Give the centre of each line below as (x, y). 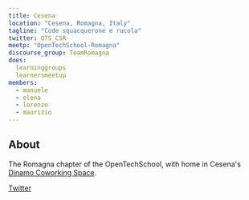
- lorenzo (32, 105)
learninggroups (41, 68)
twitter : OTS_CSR (37, 38)
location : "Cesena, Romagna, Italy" (69, 23)
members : (23, 82)
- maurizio (34, 113)
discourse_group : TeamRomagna (59, 53)
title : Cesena (32, 16)
